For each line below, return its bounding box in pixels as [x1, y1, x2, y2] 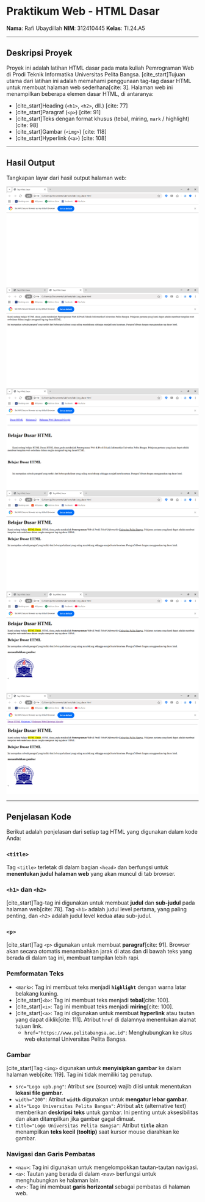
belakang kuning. [15, 989, 59, 997]
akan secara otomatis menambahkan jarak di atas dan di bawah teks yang [6, 948, 192, 955]
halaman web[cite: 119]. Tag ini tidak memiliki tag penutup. [6, 1071, 153, 1079]
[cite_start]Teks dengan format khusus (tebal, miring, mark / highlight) [15, 115, 190, 122]
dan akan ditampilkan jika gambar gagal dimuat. [15, 1115, 135, 1123]
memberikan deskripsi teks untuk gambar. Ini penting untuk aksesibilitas [15, 1109, 198, 1116]
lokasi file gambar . [15, 1089, 63, 1097]
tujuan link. [15, 1022, 43, 1030]
